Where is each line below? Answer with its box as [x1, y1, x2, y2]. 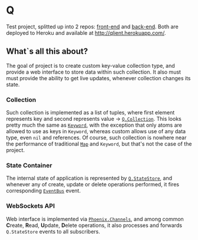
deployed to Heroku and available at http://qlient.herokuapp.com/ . [6, 29, 166, 36]
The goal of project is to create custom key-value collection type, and [6, 62, 175, 69]
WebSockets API [6, 202, 55, 210]
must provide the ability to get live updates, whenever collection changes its [6, 74, 191, 81]
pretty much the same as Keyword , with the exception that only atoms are [6, 121, 183, 129]
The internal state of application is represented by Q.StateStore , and [6, 175, 173, 182]
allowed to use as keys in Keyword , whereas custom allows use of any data [6, 128, 186, 135]
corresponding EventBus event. [6, 187, 81, 195]
